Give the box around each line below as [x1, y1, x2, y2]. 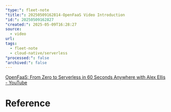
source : [5, 27, 22, 32]
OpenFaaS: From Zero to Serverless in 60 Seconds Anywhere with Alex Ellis [5, 74, 166, 80]
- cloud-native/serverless [10, 50, 68, 55]
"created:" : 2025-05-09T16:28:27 [5, 22, 77, 27]
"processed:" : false [5, 55, 50, 61]
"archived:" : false [5, 60, 47, 65]
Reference [5, 98, 50, 109]
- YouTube [5, 80, 27, 86]
